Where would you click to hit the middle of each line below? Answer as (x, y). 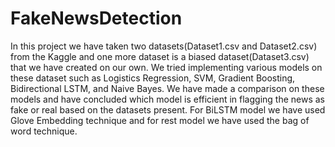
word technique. (44, 131)
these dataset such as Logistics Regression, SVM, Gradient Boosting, (153, 78)
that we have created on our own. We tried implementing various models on (166, 67)
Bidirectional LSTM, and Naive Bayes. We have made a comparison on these (167, 88)
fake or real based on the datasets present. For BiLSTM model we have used (168, 109)
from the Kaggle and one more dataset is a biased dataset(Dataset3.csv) (160, 56)
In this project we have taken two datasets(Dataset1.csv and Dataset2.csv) (164, 46)
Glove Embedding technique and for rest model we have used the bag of (160, 120)
